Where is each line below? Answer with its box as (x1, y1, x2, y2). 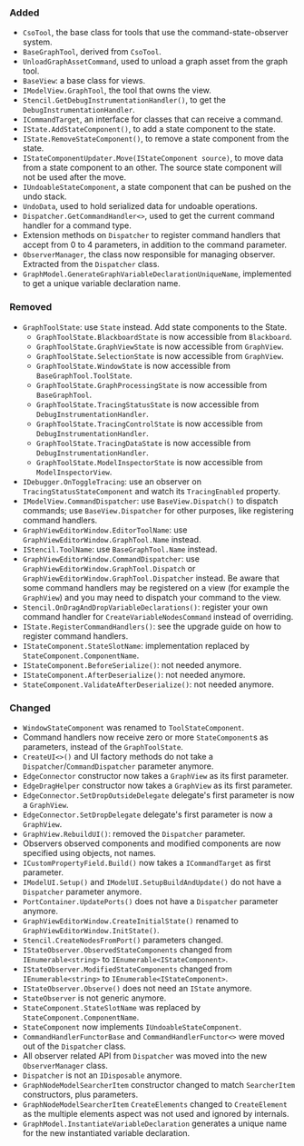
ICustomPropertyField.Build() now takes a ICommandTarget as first (22, 857, 271, 868)
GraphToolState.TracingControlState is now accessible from (35, 418, 263, 429)
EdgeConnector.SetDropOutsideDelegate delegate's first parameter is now (22, 789, 295, 801)
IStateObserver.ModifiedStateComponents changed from (22, 963, 233, 974)
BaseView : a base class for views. (22, 75, 146, 86)
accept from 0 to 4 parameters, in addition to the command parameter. (22, 239, 288, 251)
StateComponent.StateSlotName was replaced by (22, 1002, 201, 1012)
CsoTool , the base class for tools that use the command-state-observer (22, 27, 289, 38)
